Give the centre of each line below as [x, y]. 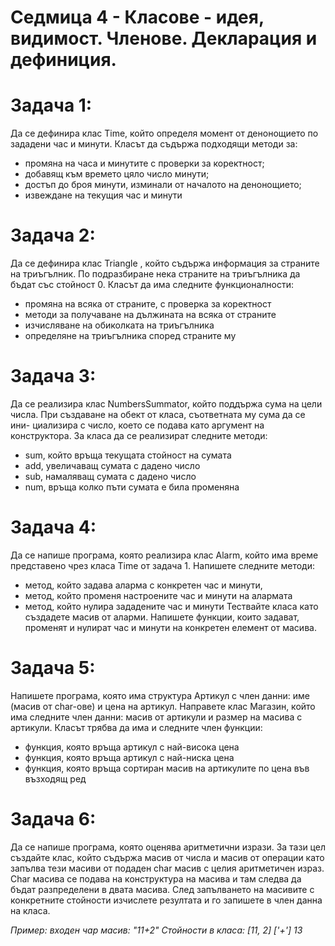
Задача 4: [53, 527]
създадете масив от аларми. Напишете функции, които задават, [162, 617]
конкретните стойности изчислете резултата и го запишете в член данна [166, 900]
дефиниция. [63, 60]
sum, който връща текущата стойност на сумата [128, 455]
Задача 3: [53, 376]
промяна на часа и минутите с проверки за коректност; [144, 163]
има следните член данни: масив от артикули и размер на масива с [156, 717]
